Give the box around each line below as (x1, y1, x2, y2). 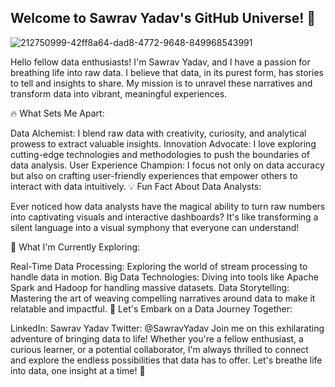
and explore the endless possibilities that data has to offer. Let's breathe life (10, 354, 323, 366)
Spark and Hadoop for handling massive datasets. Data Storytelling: (10, 281, 290, 293)
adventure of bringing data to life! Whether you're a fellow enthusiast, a (10, 332, 304, 345)
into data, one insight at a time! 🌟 (10, 364, 146, 376)
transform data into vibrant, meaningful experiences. (10, 87, 228, 100)
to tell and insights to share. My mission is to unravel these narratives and (10, 77, 313, 89)
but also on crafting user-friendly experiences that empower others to (10, 169, 298, 181)
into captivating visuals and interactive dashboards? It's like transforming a (10, 211, 319, 223)
